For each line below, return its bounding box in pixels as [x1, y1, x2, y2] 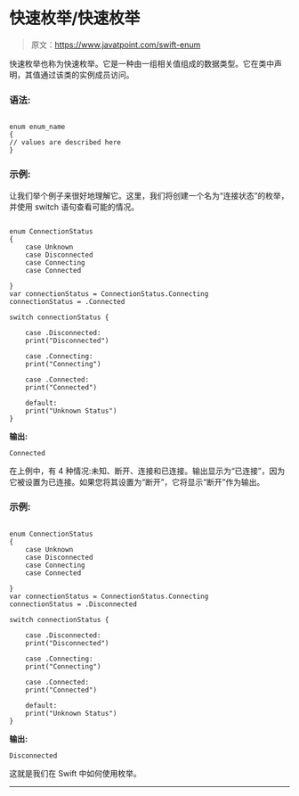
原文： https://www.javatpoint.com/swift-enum [30, 39, 201, 50]
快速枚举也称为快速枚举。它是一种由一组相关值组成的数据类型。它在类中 [9, 58, 274, 69]
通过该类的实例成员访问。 [39, 69, 134, 80]
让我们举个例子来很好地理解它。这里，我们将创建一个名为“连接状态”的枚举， [9, 190, 289, 201]
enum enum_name [9, 122, 66, 132]
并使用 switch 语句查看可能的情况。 [9, 201, 140, 212]
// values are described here [9, 138, 122, 147]
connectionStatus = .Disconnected [9, 599, 138, 609]
